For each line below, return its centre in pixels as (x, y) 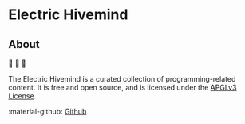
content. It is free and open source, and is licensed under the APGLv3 (122, 87)
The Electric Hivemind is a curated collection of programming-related (122, 79)
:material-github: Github (47, 111)
